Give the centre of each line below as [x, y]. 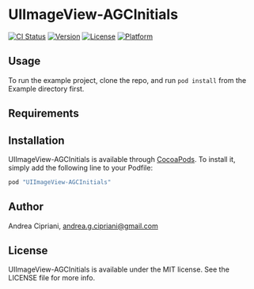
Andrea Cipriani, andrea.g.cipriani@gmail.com [83, 226]
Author [26, 207]
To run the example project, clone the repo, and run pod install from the [127, 80]
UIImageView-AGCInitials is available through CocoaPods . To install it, [122, 159]
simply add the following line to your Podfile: [80, 167]
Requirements [44, 113]
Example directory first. [46, 88]
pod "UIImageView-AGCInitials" [60, 182]
